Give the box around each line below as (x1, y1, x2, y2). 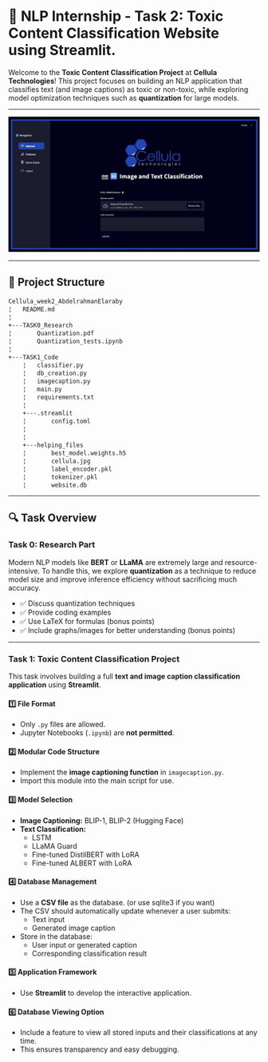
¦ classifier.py (22, 361, 84, 369)
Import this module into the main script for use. (19, 776, 175, 786)
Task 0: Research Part (8, 539, 96, 551)
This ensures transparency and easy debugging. (19, 1044, 179, 1054)
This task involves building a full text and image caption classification (8, 671, 241, 681)
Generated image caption (31, 923, 116, 933)
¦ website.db (22, 481, 88, 489)
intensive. (8, 566, 41, 575)
